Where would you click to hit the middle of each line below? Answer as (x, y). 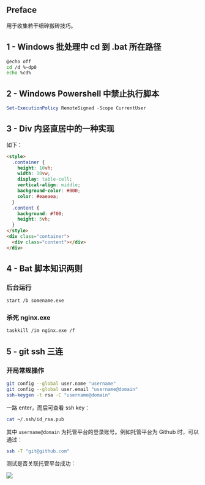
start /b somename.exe (35, 301)
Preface (22, 10)
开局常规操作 (25, 370)
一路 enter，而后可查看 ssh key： (48, 408)
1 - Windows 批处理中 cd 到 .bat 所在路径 (84, 47)
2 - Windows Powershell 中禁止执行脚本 (83, 94)
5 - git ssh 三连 (35, 351)
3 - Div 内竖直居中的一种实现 (60, 129)
